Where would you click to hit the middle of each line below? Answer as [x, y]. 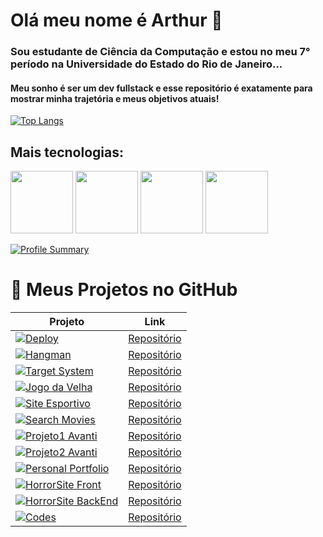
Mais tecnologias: [67, 152]
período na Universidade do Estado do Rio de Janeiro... [146, 64]
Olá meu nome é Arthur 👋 [116, 20]
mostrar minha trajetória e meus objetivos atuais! [115, 98]
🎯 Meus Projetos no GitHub [124, 290]
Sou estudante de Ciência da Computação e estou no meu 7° [160, 52]
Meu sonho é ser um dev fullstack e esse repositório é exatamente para [161, 88]
